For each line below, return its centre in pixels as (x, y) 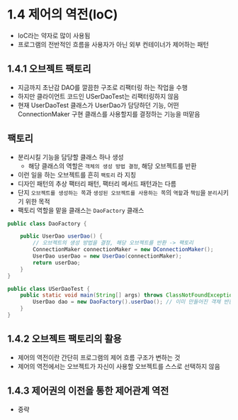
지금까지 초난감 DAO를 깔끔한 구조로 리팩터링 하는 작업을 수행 (102, 87)
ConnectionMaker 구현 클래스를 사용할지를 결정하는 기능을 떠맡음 (109, 114)
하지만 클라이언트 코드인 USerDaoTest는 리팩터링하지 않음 (98, 96)
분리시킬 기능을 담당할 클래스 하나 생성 (70, 157)
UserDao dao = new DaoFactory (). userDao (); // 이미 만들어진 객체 (127, 302)
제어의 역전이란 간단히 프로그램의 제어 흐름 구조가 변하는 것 (99, 357)
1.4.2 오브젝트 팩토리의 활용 (64, 339)
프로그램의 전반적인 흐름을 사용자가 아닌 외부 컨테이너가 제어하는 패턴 (113, 44)
